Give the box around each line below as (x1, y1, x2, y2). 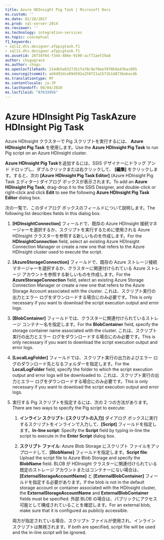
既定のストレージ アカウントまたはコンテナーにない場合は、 (19, 467, 141, 473)
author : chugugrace (5, 58, 45, 63)
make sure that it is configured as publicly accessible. (19, 507, 129, 513)
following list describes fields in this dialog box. (5, 211, 101, 216)
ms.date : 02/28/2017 (5, 16, 48, 21)
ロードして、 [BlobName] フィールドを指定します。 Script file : (24, 449, 148, 455)
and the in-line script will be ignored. (12, 530, 87, 536)
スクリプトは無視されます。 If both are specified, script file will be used (12, 524, 156, 530)
